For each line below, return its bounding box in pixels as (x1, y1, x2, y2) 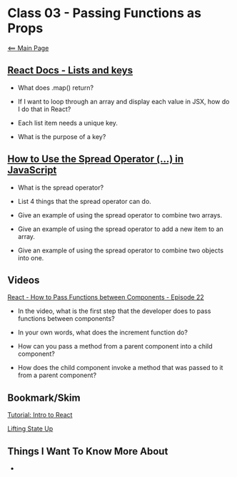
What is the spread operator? (17, 183, 104, 192)
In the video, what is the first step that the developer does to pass (17, 307, 211, 315)
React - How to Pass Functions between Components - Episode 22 (7, 293, 205, 302)
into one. (17, 253, 44, 262)
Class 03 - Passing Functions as (7, 5, 202, 21)
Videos (7, 274, 40, 286)
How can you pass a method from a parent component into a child (17, 342, 213, 351)
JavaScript (7, 164, 57, 176)
